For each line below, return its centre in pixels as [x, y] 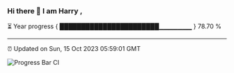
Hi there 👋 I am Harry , [45, 11]
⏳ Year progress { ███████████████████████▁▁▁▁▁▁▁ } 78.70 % [114, 26]
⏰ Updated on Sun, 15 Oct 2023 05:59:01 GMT [74, 49]
